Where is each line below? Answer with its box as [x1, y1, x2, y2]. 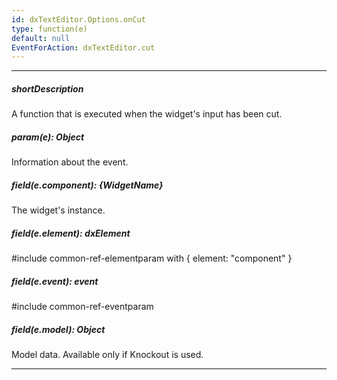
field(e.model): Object [11, 323, 106, 335]
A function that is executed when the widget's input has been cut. [11, 108, 283, 120]
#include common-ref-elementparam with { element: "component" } [11, 252, 293, 265]
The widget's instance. [11, 204, 106, 216]
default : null [11, 33, 71, 43]
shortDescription [11, 82, 84, 95]
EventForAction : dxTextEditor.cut [11, 42, 156, 53]
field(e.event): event [11, 275, 99, 287]
